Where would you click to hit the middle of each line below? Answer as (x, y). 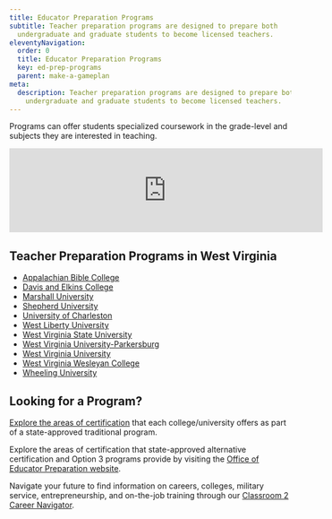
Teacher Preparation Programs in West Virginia (143, 256)
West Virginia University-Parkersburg (90, 344)
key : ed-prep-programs (60, 68)
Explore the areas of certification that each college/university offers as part (148, 423)
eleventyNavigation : (48, 43)
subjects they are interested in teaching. (83, 136)
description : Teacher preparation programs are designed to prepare (148, 92)
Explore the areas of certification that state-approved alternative (128, 450)
